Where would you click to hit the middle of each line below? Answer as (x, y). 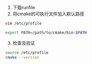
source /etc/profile (27, 52)
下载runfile (24, 7)
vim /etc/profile (24, 23)
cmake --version (22, 57)
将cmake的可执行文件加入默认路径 (48, 14)
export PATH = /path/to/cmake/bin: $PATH (46, 33)
